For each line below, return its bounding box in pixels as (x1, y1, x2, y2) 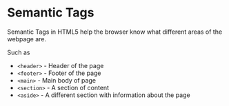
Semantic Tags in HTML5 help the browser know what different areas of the (7, 28, 223, 36)
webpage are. (7, 34, 47, 43)
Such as (7, 48, 30, 56)
